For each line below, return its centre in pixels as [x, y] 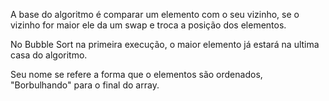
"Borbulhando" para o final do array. [85, 85]
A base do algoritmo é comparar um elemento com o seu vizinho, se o [155, 14]
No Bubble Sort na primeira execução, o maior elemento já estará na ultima [165, 44]
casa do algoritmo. [49, 55]
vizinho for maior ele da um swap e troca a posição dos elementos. [148, 25]
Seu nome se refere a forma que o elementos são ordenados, [136, 74]
